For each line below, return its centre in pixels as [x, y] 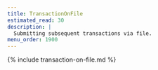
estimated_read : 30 [36, 20]
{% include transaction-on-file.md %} [62, 59]
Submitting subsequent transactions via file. [83, 33]
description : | [29, 27]
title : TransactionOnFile [45, 14]
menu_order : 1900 [33, 40]
